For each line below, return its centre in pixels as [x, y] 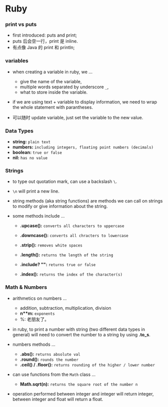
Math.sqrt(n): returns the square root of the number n [79, 384]
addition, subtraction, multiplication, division [65, 308]
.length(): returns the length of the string [67, 255]
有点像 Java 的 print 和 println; [44, 48]
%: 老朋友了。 [34, 319]
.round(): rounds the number [49, 359]
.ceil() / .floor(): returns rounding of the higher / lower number [88, 364]
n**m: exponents [37, 313]
